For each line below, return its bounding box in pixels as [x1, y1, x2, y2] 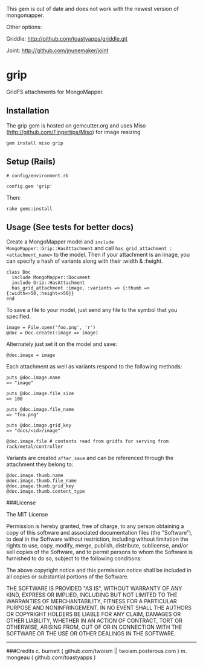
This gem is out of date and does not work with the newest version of [6, 5, 179, 12]
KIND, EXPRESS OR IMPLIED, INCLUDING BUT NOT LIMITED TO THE [6, 591, 178, 598]
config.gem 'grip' [6, 183, 53, 189]
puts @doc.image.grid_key [6, 422, 71, 428]
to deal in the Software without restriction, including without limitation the [6, 535, 188, 543]
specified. [6, 313, 31, 320]
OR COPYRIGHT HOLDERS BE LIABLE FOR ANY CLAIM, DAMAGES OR [6, 611, 181, 618]
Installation [6, 106, 50, 116]
